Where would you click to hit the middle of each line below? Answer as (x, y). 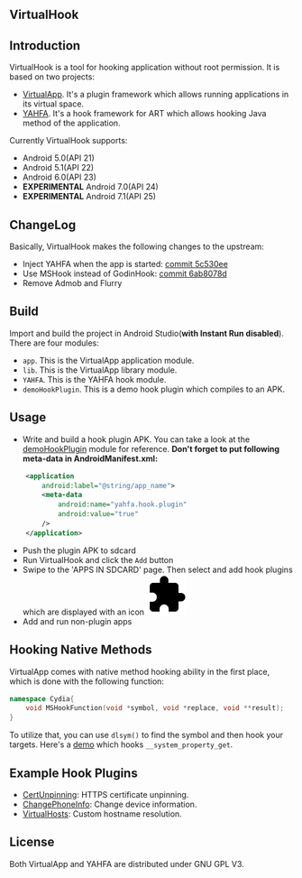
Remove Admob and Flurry (72, 283)
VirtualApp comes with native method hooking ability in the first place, (140, 671)
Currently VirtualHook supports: (69, 141)
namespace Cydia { (42, 698)
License (32, 842)
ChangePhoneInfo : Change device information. (110, 804)
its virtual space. (53, 104)
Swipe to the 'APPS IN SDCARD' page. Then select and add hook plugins (157, 569)
